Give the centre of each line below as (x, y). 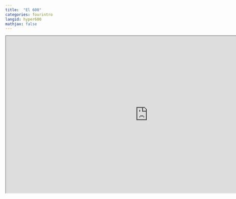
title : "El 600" (23, 10)
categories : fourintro (29, 15)
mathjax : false (21, 24)
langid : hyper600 (23, 19)
